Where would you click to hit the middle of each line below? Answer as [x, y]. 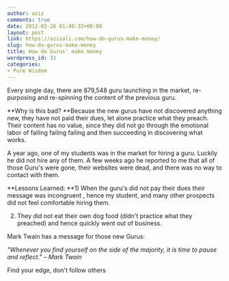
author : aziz [26, 13]
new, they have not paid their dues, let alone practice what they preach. [108, 118]
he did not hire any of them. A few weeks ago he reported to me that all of [111, 160]
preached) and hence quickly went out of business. [89, 223]
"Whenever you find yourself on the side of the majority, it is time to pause [112, 250]
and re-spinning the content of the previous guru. [107, 97]
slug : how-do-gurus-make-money [52, 45]
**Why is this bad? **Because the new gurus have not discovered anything [114, 111]
